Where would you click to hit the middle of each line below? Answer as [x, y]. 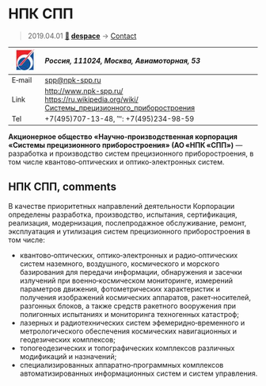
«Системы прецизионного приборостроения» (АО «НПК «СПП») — [125, 145]
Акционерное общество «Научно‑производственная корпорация [123, 137]
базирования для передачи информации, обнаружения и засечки [131, 272]
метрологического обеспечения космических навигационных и [128, 331]
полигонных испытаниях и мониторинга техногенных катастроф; [129, 314]
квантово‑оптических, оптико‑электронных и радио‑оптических [129, 255]
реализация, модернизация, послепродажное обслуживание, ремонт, [127, 222]
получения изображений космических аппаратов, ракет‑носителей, [135, 297]
